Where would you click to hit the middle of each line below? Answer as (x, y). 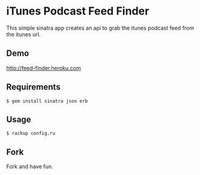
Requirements (33, 87)
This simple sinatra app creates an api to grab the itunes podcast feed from (100, 28)
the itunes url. (24, 34)
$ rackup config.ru (31, 134)
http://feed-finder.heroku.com (44, 68)
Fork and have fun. (30, 167)
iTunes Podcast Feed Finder (78, 11)
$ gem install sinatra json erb (47, 101)
